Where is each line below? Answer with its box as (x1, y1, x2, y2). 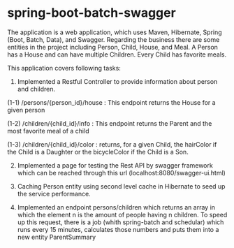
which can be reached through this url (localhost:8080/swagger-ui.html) (17, 168, 226, 177)
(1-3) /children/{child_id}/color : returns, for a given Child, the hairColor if (7, 140, 217, 148)
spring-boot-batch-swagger (7, 5, 176, 21)
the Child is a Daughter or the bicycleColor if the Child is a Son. (7, 147, 189, 156)
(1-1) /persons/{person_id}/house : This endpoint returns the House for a (7, 98, 216, 106)
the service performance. (17, 189, 91, 198)
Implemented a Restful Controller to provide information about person (17, 77, 218, 85)
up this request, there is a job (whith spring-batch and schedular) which (17, 218, 224, 226)
